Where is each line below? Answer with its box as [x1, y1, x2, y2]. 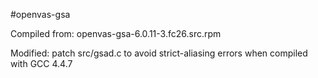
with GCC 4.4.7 [10, 58, 73, 69]
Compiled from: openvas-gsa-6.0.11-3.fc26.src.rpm [10, 28, 222, 39]
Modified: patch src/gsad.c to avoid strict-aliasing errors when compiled [10, 47, 308, 59]
